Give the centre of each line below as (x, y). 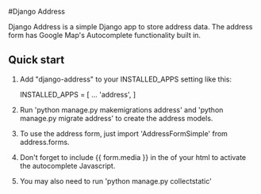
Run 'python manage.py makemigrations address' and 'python (121, 109)
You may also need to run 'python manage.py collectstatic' (115, 181)
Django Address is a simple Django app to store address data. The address (130, 27)
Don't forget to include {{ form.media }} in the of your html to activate (133, 157)
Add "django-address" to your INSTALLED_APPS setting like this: (126, 79)
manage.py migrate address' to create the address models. (116, 118)
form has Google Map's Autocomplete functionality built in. (104, 35)
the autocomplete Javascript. (67, 165)
